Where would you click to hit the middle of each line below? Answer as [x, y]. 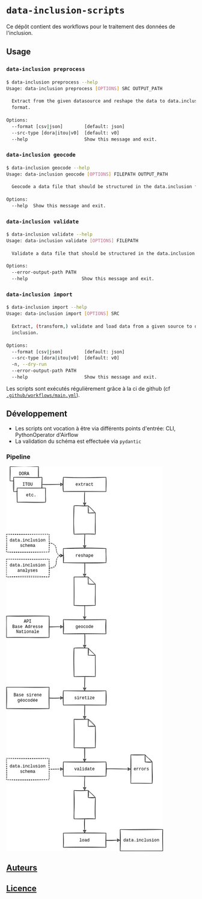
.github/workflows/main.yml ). [43, 395]
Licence [22, 888]
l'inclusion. [20, 32]
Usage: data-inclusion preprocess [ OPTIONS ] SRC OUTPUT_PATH [84, 88]
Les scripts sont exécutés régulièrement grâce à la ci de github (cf [88, 388]
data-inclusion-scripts [66, 11]
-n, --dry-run [29, 364]
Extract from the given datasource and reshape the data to [88, 101]
